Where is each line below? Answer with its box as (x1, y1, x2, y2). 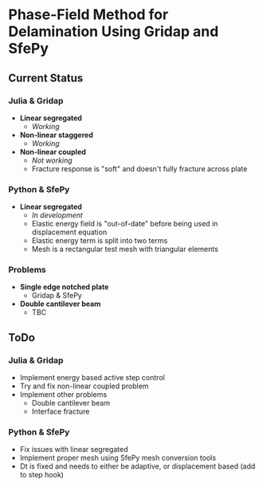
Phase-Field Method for (8, 6, 169, 24)
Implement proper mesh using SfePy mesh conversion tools (19, 453, 217, 463)
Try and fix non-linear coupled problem (19, 381, 149, 391)
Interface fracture (31, 406, 90, 416)
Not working (31, 155, 73, 165)
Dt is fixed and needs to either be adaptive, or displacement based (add (19, 461, 256, 471)
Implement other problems (19, 390, 108, 399)
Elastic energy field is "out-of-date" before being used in (31, 219, 218, 229)
